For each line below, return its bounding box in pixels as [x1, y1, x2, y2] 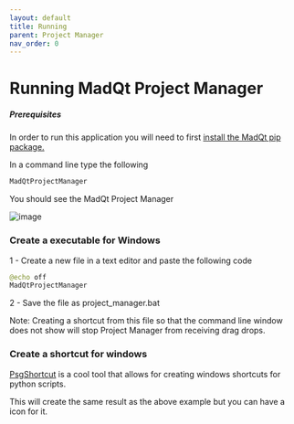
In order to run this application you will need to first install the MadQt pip [9, 132, 281, 143]
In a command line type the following [9, 159, 149, 170]
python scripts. [9, 378, 67, 389]
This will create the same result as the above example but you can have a [9, 396, 286, 407]
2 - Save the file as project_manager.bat [9, 298, 160, 309]
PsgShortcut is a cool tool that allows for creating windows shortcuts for [9, 368, 281, 379]
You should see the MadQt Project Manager [9, 194, 174, 205]
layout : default [9, 13, 71, 23]
